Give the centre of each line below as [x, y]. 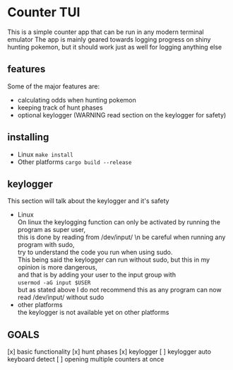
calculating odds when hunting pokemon [77, 100]
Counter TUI [44, 12]
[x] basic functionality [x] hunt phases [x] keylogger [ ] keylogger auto [109, 352]
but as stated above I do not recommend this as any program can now [119, 290]
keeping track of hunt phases [60, 108]
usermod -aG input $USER [54, 283]
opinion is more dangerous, [57, 267]
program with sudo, [46, 245]
